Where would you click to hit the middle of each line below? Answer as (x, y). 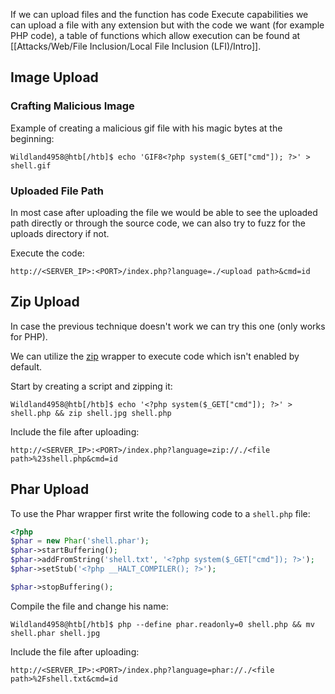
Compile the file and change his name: (89, 606)
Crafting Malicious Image (72, 106)
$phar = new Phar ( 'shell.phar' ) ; (80, 541)
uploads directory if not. (60, 233)
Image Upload (54, 77)
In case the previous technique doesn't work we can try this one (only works (168, 326)
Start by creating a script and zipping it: (91, 386)
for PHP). (29, 336)
